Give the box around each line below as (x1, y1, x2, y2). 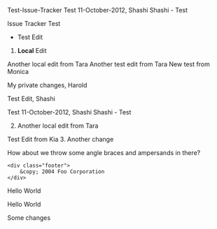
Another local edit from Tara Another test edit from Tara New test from (7, 60, 210, 68)
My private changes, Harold (7, 81, 87, 89)
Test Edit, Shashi (7, 94, 56, 103)
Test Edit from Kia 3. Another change (7, 135, 114, 143)
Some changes (7, 214, 51, 222)
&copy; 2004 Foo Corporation (20, 168, 105, 175)
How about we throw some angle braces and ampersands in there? (7, 149, 201, 156)
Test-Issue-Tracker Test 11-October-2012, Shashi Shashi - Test (7, 6, 188, 14)
